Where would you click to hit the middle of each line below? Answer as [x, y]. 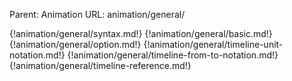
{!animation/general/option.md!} [75, 44]
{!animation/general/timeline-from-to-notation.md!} [173, 55]
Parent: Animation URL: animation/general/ [97, 14]
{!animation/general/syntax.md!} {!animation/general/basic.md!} [141, 33]
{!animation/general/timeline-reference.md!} [100, 65]
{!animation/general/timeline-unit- [213, 44]
